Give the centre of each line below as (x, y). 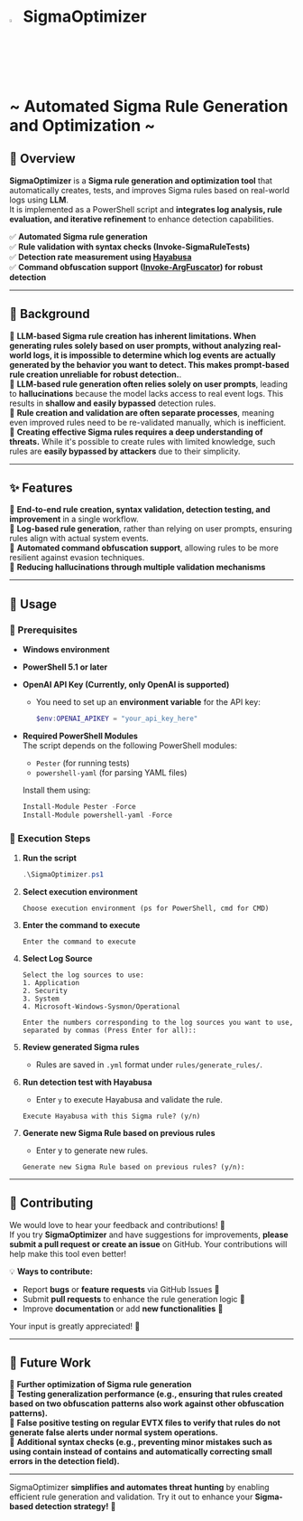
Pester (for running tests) (83, 763)
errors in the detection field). (64, 1461)
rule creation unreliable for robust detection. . (96, 374)
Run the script (49, 858)
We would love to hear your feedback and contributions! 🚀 (117, 1225)
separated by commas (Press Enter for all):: (109, 1030)
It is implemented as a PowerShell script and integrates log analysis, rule (146, 209)
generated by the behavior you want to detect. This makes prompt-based (150, 364)
